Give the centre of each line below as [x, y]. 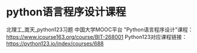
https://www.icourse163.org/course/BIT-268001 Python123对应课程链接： [97, 37]
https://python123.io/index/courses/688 [55, 43]
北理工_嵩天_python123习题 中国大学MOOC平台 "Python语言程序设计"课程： [100, 29]
